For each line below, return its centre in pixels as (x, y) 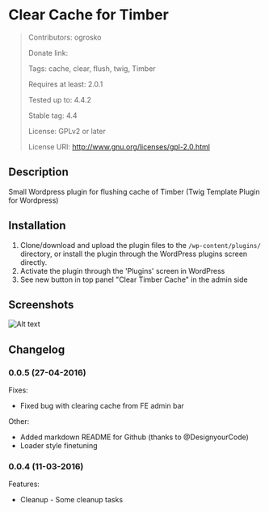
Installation (37, 226)
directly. (34, 262)
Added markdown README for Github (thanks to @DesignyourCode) (134, 437)
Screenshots (41, 304)
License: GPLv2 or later (67, 131)
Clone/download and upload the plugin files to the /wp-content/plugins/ (140, 245)
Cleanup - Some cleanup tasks (71, 500)
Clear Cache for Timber (89, 15)
